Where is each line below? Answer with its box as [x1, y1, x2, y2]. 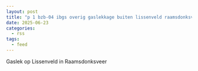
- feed [11, 42, 28, 48]
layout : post [6, 8, 38, 15]
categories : [6, 25, 35, 31]
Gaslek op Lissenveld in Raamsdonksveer [6, 57, 107, 65]
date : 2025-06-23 [6, 20, 49, 25]
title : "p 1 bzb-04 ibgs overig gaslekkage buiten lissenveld [6, 14, 162, 20]
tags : [6, 36, 19, 42]
